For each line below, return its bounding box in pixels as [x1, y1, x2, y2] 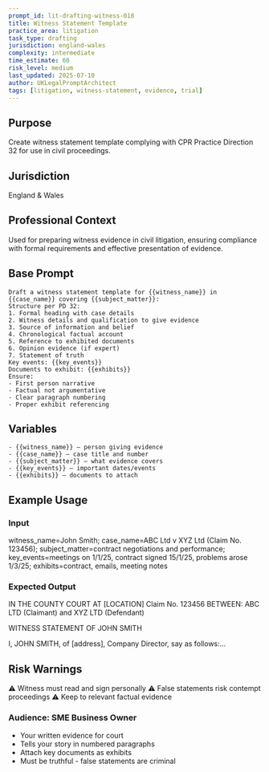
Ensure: [8, 372, 35, 380]
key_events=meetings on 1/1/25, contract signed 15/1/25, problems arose [8, 553, 248, 563]
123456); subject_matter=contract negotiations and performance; [8, 544, 226, 554]
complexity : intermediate [8, 49, 95, 57]
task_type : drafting [8, 34, 78, 43]
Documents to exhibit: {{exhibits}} [8, 365, 131, 373]
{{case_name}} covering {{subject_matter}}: [8, 295, 160, 303]
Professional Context [8, 213, 116, 227]
